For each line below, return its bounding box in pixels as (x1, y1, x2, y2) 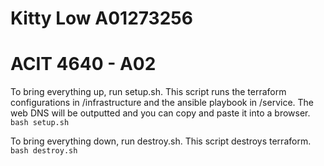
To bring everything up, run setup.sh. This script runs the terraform (10, 86, 287, 98)
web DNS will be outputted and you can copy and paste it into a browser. (10, 107, 311, 119)
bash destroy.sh (10, 146, 78, 156)
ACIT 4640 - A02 (10, 53, 157, 76)
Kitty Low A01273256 (10, 7, 193, 30)
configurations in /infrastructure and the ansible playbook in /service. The (10, 97, 314, 109)
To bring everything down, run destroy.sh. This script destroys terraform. (10, 135, 312, 147)
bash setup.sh (10, 118, 70, 128)
